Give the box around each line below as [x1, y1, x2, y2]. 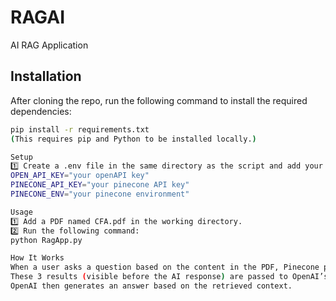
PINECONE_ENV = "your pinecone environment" [10, 189, 190, 199]
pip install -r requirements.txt [10, 124, 150, 135]
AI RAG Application [10, 39, 89, 51]
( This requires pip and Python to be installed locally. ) [10, 134, 257, 144]
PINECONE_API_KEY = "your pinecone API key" [10, 180, 190, 190]
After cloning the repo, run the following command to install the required [10, 94, 308, 106]
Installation [10, 68, 82, 85]
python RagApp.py [10, 235, 83, 245]
